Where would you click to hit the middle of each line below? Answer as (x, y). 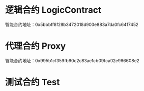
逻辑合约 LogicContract (53, 10)
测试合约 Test (32, 82)
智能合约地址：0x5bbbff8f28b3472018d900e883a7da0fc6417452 (72, 24)
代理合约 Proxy (36, 46)
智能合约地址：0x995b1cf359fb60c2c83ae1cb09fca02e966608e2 (72, 60)
